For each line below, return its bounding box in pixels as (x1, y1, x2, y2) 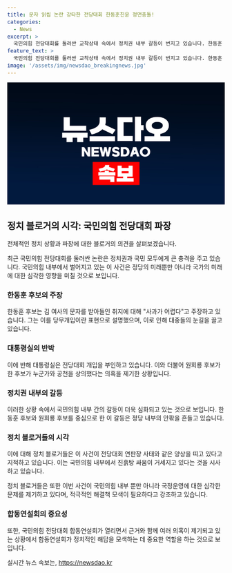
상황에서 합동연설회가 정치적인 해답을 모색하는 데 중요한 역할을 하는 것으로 (14, 535, 214, 543)
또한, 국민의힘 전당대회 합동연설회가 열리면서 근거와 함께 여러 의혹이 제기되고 (7, 526, 214, 534)
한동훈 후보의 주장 (7, 290, 64, 300)
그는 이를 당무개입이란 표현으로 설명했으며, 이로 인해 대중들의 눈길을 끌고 (27, 316, 223, 324)
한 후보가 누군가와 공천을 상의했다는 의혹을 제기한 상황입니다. (7, 369, 171, 378)
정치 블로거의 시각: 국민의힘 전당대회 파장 (7, 220, 171, 231)
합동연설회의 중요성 (7, 509, 68, 519)
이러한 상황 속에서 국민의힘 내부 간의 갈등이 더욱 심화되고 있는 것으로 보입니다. (7, 405, 217, 414)
